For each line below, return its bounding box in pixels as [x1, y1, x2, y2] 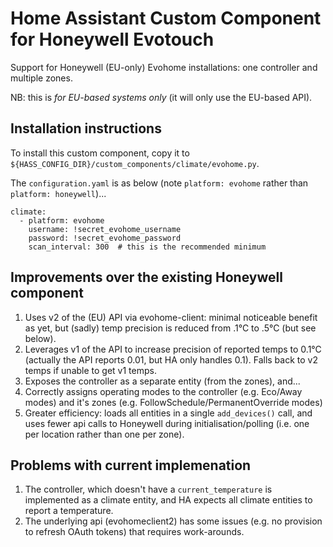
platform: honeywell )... [10, 187, 107, 199]
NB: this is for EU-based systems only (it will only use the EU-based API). [10, 91, 313, 103]
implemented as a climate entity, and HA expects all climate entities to [24, 494, 313, 506]
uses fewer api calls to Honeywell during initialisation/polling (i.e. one [24, 417, 310, 429]
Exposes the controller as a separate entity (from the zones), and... [24, 375, 301, 387]
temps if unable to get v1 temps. [24, 364, 157, 376]
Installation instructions [10, 120, 162, 137]
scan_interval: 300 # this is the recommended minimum [28, 242, 267, 252]
